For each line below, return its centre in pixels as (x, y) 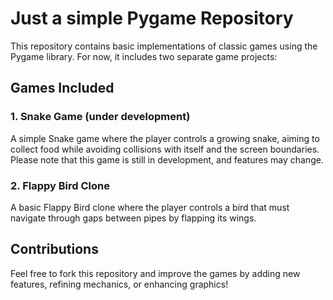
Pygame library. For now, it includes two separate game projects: (144, 56)
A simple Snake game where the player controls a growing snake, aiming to (165, 138)
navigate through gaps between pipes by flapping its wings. (133, 218)
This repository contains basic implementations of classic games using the (164, 46)
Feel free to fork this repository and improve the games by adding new (155, 273)
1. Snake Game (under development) (100, 117)
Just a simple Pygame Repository (152, 18)
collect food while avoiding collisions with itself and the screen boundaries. (165, 149)
